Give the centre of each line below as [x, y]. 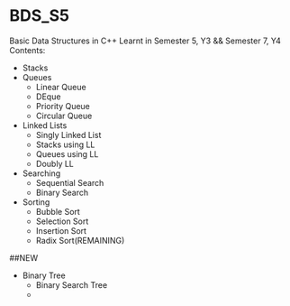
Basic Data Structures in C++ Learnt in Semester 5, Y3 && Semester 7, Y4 [145, 41]
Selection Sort [62, 221]
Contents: [27, 50]
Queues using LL [67, 153]
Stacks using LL [65, 144]
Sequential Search [70, 182]
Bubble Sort [58, 211]
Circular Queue [64, 116]
